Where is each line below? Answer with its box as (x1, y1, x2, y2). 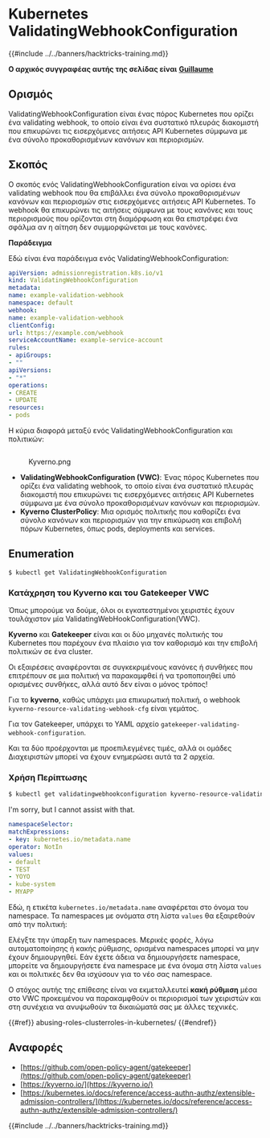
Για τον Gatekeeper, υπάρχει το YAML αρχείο (8, 719, 159, 729)
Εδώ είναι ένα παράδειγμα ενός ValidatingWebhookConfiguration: (8, 253, 229, 263)
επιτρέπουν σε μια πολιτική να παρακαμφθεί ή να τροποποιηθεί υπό (8, 671, 236, 681)
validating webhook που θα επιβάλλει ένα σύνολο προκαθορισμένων (8, 188, 241, 197)
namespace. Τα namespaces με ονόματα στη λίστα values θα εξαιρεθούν (8, 911, 256, 921)
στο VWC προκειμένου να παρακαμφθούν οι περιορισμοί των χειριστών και (8, 994, 261, 1004)
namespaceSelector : (8, 821, 74, 829)
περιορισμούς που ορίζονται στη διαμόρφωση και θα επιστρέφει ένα (8, 213, 239, 223)
